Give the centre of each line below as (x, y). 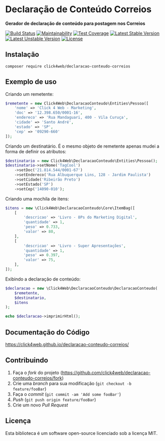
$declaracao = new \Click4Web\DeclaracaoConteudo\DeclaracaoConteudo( (81, 288)
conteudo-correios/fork (37, 378)
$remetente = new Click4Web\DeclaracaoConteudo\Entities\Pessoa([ (77, 103)
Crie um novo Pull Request (40, 405)
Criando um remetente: (29, 94)
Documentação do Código (47, 332)
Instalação (22, 55)
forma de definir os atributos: (36, 151)
